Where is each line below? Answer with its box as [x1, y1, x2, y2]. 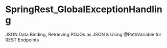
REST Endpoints [5, 37, 39, 43]
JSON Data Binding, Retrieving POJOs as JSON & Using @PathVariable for [5, 31, 162, 37]
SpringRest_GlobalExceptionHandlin [5, 4, 162, 15]
